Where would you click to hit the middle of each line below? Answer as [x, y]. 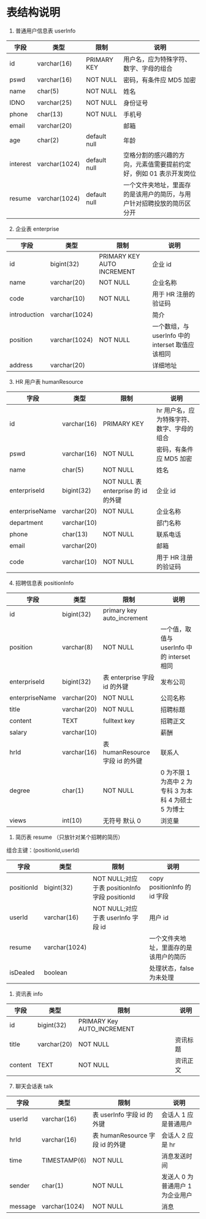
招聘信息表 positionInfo [44, 583]
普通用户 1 [177, 1186]
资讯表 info [29, 993]
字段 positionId [114, 897]
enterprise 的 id [125, 491]
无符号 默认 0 [122, 820]
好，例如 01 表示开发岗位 [160, 174]
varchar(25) [55, 102]
